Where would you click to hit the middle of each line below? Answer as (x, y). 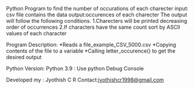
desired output (24, 57)
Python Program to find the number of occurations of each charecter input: (97, 8)
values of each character (36, 33)
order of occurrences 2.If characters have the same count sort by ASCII (93, 27)
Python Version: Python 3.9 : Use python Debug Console (75, 69)
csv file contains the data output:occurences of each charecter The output (97, 15)
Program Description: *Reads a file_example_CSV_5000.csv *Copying (91, 44)
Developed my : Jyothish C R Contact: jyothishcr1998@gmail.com (85, 80)
